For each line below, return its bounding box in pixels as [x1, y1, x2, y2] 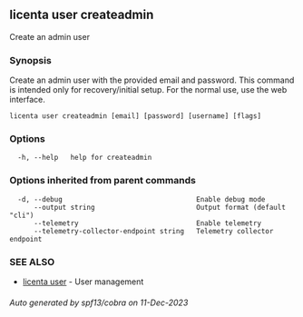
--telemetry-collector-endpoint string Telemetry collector [33, 226, 274, 235]
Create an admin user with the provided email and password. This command [9, 74, 295, 85]
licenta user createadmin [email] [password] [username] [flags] [9, 112, 261, 121]
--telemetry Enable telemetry [33, 218, 261, 228]
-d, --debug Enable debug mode [17, 194, 266, 203]
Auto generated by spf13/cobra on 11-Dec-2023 [9, 297, 189, 308]
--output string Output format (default [33, 203, 286, 212]
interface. [9, 94, 45, 105]
